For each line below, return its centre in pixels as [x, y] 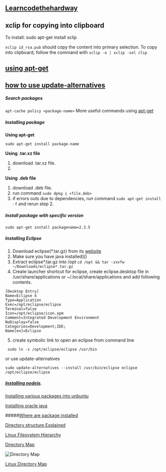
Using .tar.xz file [23, 153]
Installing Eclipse [23, 238]
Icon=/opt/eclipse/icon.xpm [34, 313]
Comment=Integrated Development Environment [52, 318]
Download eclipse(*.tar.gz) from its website [57, 251]
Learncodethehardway [41, 8]
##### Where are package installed [42, 415]
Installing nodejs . [24, 383]
